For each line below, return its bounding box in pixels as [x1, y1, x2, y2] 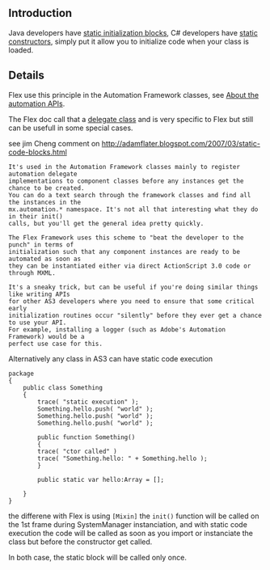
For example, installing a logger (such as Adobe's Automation [8, 325, 226, 334]
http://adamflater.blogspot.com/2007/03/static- [101, 138, 261, 148]
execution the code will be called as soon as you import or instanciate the [8, 528, 253, 538]
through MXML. [8, 268, 57, 277]
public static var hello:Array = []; [37, 475, 164, 483]
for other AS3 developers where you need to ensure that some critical [8, 297, 255, 306]
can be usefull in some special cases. [8, 123, 133, 133]
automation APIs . [8, 99, 65, 108]
